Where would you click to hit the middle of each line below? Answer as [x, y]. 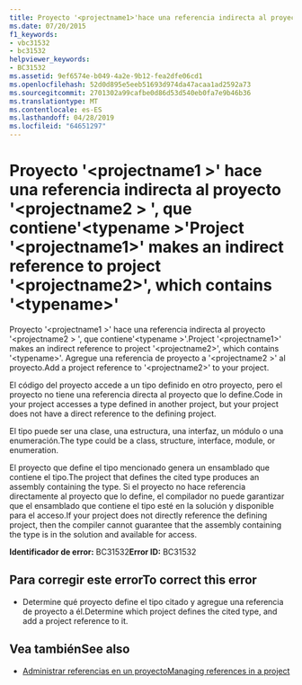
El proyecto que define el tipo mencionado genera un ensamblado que [139, 467]
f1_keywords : [34, 34]
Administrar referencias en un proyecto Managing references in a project [156, 671]
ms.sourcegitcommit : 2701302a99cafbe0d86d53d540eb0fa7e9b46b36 [130, 93]
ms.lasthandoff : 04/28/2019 [62, 118]
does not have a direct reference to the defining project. [113, 414]
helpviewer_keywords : [50, 59]
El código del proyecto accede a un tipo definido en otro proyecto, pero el [146, 385]
